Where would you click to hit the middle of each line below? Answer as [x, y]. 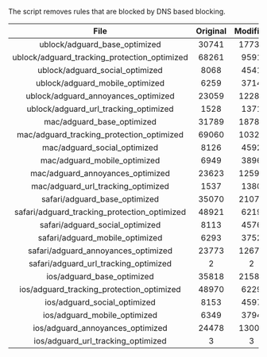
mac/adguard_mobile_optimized [100, 160]
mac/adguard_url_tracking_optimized [100, 186]
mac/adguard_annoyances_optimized [101, 173]
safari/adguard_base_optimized [100, 199]
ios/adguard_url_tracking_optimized [100, 341]
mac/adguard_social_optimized [101, 148]
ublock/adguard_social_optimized [100, 70]
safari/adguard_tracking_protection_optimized [101, 212]
